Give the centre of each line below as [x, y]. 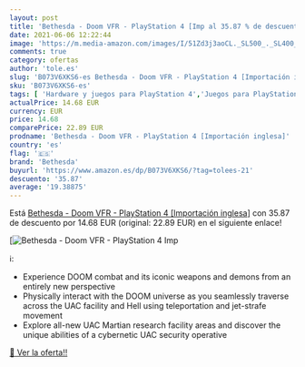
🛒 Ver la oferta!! [39, 352]
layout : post [34, 18]
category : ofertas [44, 60]
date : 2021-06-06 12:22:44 [60, 35]
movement [43, 316]
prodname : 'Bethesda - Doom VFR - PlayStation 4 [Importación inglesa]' [150, 137]
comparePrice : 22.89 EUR [56, 128]
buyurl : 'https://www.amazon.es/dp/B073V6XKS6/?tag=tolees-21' [132, 170]
